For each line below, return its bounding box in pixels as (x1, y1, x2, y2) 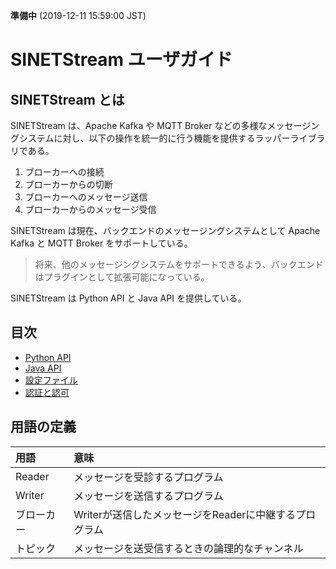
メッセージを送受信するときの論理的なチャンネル (73, 541, 304, 555)
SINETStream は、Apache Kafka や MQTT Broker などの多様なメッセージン (10, 120, 320, 131)
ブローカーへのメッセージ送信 (24, 191, 148, 203)
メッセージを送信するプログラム (73, 489, 224, 503)
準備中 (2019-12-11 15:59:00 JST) (10, 10, 147, 21)
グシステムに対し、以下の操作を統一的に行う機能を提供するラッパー (10, 132, 291, 144)
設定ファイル (24, 374, 78, 386)
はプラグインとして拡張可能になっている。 (34, 271, 210, 283)
